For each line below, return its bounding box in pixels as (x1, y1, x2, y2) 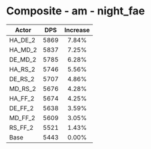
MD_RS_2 (9, 84, 37, 93)
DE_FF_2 (9, 104, 34, 112)
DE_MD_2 (9, 55, 37, 63)
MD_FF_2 (9, 114, 36, 122)
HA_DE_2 (9, 36, 36, 44)
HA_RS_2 (9, 65, 35, 73)
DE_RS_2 (9, 75, 35, 83)
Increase (64, 26, 90, 34)
